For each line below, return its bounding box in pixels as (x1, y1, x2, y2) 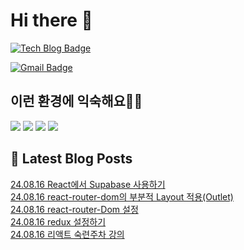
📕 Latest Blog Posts (10, 150, 133, 168)
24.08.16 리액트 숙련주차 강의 (10, 228, 125, 240)
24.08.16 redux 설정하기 (10, 215, 107, 228)
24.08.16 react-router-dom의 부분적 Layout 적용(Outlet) (10, 190, 234, 203)
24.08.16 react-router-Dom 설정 (10, 203, 139, 215)
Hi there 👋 (10, 9, 93, 32)
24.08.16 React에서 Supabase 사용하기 (10, 178, 166, 190)
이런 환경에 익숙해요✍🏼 (10, 93, 143, 110)
